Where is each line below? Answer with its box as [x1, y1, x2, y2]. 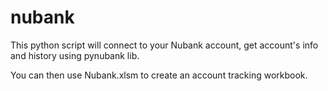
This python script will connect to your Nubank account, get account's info [10, 39, 319, 51]
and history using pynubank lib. [10, 49, 140, 61]
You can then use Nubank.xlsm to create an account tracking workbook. [10, 69, 308, 81]
